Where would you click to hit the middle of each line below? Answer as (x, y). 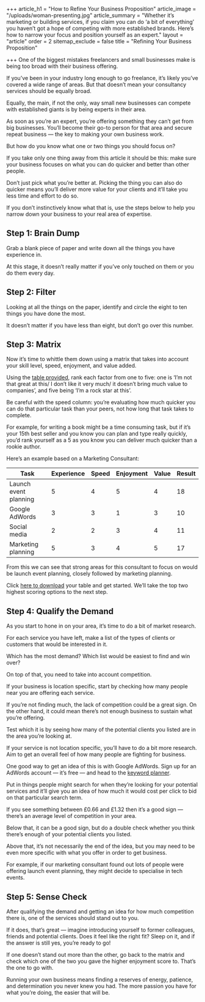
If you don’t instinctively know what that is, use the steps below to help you (101, 208)
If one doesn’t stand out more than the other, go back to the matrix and (95, 955)
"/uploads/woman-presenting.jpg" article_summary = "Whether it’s (90, 15)
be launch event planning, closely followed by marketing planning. (89, 574)
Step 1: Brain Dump (43, 233)
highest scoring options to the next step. (57, 592)
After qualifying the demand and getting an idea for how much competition (100, 911)
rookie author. (24, 447)
